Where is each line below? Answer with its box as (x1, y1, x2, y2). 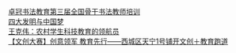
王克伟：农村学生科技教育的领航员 (8, 27, 120, 36)
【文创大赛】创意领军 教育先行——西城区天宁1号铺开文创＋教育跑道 (8, 36, 228, 46)
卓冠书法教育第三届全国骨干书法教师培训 (8, 7, 140, 16)
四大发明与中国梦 (8, 17, 64, 26)
